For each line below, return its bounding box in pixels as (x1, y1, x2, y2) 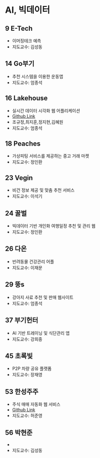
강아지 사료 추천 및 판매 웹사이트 (12, 294, 74, 300)
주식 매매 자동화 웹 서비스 (12, 401, 61, 407)
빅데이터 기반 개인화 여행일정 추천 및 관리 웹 (12, 223, 96, 229)
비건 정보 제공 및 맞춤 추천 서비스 (12, 187, 75, 193)
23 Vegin (5, 174, 33, 182)
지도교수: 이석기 (12, 194, 42, 199)
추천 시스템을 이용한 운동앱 (12, 73, 63, 79)
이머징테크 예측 (12, 38, 41, 44)
